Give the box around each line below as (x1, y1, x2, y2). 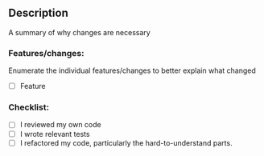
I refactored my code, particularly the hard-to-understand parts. (19, 138, 233, 147)
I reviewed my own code (19, 120, 102, 130)
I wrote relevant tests (19, 129, 90, 138)
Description (8, 6, 68, 20)
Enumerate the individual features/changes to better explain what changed (8, 66, 256, 75)
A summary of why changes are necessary (8, 27, 151, 37)
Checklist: (8, 102, 50, 113)
